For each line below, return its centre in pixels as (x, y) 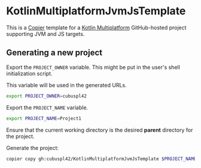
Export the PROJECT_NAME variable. (47, 107)
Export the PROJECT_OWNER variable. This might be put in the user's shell (93, 67)
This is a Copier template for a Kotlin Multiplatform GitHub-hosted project (96, 28)
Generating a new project (54, 53)
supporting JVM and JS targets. (45, 33)
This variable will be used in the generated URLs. (66, 85)
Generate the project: (32, 148)
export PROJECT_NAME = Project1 (44, 118)
